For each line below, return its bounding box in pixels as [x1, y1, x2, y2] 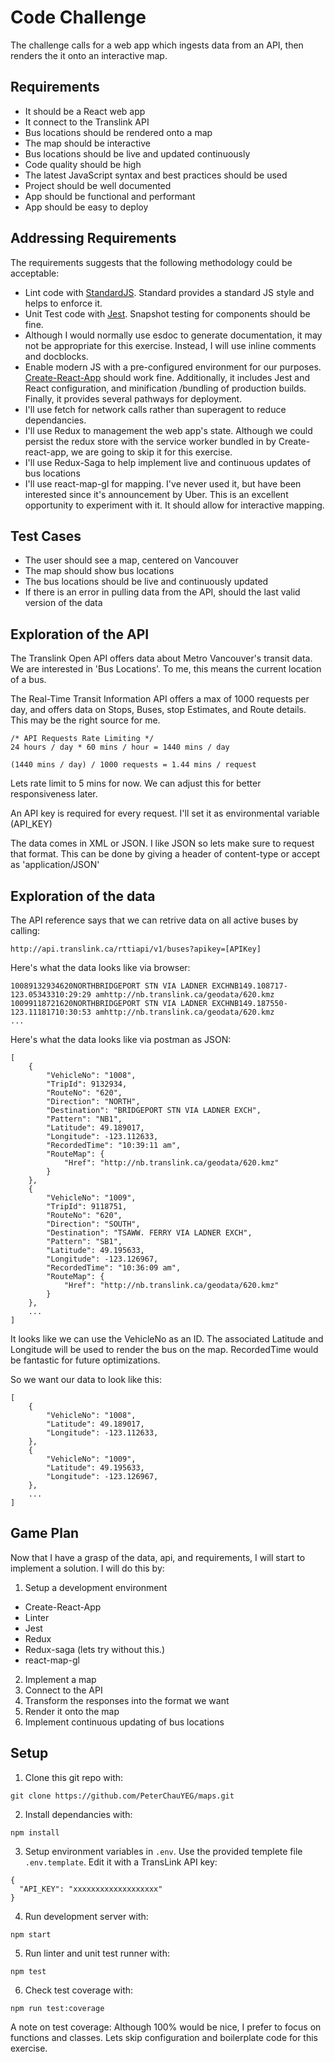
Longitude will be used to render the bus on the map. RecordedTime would [10, 1344, 319, 1355]
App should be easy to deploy [24, 201, 149, 213]
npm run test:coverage [10, 2003, 105, 2013]
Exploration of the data [10, 887, 156, 905]
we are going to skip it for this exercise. [70, 446, 233, 458]
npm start [10, 1929, 52, 1940]
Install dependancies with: [24, 1808, 133, 1820]
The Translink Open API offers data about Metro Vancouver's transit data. [10, 652, 313, 665]
